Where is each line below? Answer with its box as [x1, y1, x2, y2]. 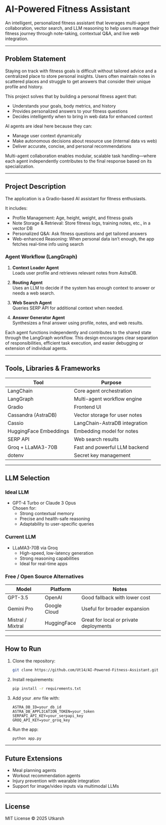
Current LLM [5, 533, 36, 540]
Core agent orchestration [74, 387, 132, 394]
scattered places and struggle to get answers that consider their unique [5, 78, 151, 84]
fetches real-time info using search [12, 241, 84, 247]
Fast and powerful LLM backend [74, 444, 149, 451]
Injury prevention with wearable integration [12, 778, 100, 784]
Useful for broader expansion [81, 605, 150, 612]
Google [44, 602, 62, 609]
